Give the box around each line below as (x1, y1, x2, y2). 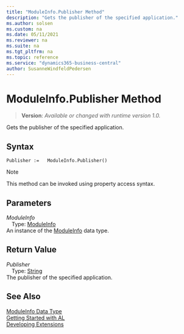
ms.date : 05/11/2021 (6, 32, 59, 38)
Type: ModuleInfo (12, 220, 56, 227)
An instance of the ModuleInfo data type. (6, 227, 110, 234)
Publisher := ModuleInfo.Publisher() (6, 158, 108, 164)
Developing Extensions (6, 321, 64, 328)
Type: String (12, 267, 43, 274)
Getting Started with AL (6, 314, 65, 321)
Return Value (6, 244, 57, 255)
